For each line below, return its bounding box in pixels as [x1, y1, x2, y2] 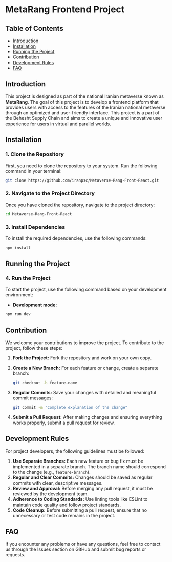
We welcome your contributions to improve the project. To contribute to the [5, 339, 164, 346]
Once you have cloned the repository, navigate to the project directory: [5, 202, 155, 208]
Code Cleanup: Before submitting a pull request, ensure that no [12, 507, 147, 513]
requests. [5, 552, 26, 558]
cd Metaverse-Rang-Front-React [5, 211, 72, 216]
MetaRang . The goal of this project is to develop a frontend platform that [5, 98, 159, 105]
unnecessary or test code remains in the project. [12, 512, 116, 518]
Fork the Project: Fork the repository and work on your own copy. [12, 355, 152, 361]
